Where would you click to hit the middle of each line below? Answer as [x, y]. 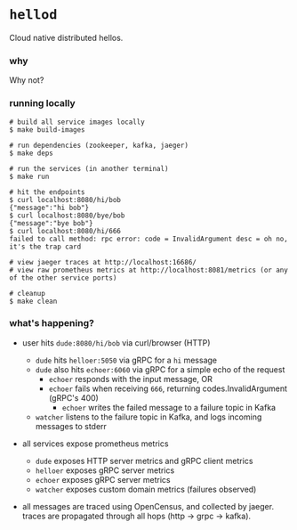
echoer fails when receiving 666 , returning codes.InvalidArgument [168, 388]
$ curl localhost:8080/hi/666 [65, 231]
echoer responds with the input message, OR [131, 379]
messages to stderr [71, 426]
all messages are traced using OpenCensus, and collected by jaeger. [148, 506]
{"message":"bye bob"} [51, 223]
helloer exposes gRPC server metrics [105, 470]
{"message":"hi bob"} [49, 208]
